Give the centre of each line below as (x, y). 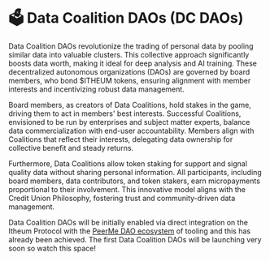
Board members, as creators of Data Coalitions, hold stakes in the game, (130, 105)
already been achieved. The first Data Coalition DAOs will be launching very (135, 239)
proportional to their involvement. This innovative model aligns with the (127, 189)
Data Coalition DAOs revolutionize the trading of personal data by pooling (131, 46)
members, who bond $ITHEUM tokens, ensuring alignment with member (130, 80)
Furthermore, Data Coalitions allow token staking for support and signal (128, 163)
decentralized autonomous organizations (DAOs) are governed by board (129, 71)
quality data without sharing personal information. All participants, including (135, 172)
